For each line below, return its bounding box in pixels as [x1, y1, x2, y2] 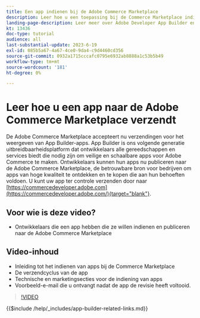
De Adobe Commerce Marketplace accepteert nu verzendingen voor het [6, 133, 184, 140]
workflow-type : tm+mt [6, 58, 60, 64]
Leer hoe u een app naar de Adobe [6, 101, 179, 114]
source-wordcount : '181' [6, 64, 68, 70]
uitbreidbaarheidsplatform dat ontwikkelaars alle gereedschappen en [6, 146, 176, 153]
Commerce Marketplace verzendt [6, 113, 177, 127]
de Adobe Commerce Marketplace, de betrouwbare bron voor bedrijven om [6, 165, 192, 172]
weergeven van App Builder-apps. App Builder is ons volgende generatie [6, 140, 185, 147]
